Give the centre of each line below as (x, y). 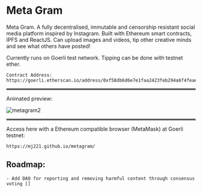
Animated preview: (29, 98)
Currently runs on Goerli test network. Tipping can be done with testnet (95, 58)
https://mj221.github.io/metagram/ (51, 146)
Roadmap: (26, 165)
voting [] (19, 183)
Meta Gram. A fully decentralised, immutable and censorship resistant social (101, 27)
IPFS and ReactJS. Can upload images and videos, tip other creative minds (99, 40)
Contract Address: (29, 75)
